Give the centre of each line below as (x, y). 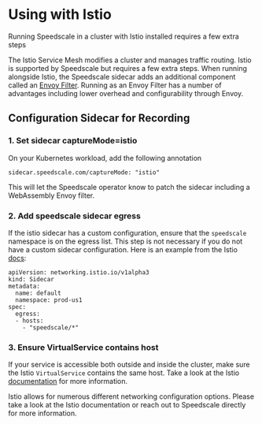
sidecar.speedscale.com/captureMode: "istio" (84, 172)
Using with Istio (60, 15)
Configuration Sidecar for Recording (99, 119)
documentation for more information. (68, 381)
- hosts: (30, 321)
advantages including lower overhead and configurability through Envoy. (126, 93)
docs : (17, 258)
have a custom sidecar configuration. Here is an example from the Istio (123, 249)
